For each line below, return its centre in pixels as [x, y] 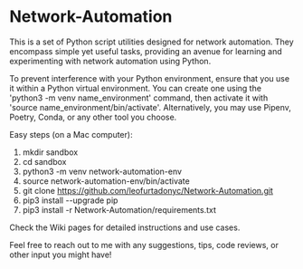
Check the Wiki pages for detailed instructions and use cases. [125, 227]
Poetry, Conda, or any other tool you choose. [93, 117]
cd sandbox [44, 161]
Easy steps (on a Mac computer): [71, 134]
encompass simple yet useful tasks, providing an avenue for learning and [146, 51]
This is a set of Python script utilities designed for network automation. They [151, 42]
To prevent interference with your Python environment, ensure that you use [150, 78]
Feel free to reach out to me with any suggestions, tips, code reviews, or [144, 245]
